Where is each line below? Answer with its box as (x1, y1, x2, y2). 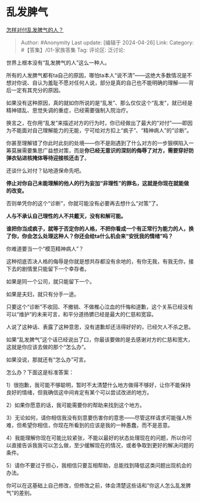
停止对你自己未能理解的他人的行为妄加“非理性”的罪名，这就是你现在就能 (6, 179, 185, 186)
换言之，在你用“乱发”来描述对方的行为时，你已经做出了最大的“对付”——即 (6, 119, 187, 126)
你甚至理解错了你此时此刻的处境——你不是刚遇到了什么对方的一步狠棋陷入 (6, 139, 189, 146)
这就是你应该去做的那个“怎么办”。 (6, 343, 89, 350)
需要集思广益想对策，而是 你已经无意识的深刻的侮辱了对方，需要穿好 (21, 146, 189, 154)
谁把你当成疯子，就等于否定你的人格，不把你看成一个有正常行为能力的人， (6, 225, 189, 232)
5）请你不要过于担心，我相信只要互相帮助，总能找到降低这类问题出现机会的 (6, 462, 192, 469)
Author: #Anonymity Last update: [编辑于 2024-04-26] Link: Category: (20, 39, 194, 46)
